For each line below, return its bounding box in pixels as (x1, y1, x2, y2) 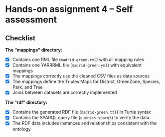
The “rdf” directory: (5, 99, 47, 105)
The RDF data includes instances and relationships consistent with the (12, 120, 157, 126)
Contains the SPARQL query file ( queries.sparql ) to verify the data (12, 115, 150, 121)
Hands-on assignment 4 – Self (5, 3, 133, 15)
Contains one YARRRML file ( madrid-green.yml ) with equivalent (12, 62, 142, 68)
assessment (5, 14, 57, 25)
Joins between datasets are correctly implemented (12, 89, 117, 95)
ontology (12, 126, 31, 132)
